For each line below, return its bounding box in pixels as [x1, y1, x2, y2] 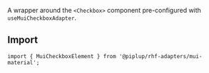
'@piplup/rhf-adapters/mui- [118, 52, 203, 60]
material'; [7, 59, 40, 66]
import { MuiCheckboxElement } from [7, 52, 116, 60]
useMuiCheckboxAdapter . [7, 13, 77, 22]
